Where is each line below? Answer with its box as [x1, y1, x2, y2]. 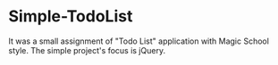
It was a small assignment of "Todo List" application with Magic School [8, 36, 270, 46]
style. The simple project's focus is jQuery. [8, 45, 166, 55]
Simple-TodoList [8, 6, 133, 27]
